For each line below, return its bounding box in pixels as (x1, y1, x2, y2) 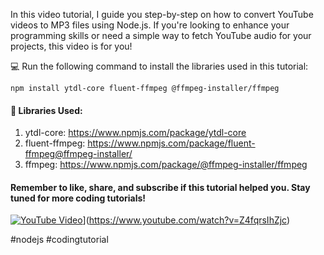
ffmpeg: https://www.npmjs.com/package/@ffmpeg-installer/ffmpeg (24, 159, 308, 171)
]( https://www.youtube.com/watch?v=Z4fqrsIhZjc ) (82, 214, 291, 226)
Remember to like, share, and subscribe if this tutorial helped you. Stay (10, 181, 311, 193)
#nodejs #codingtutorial (10, 234, 109, 246)
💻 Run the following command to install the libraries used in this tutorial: (10, 60, 309, 72)
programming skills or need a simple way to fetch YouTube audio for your (10, 30, 312, 41)
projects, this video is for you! (10, 40, 133, 52)
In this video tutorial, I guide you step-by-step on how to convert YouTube (10, 9, 314, 20)
